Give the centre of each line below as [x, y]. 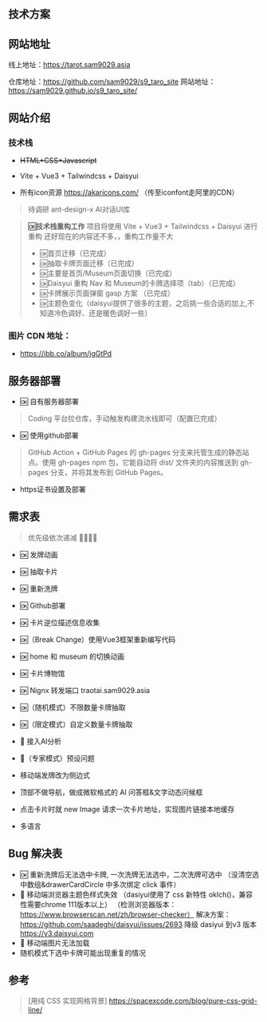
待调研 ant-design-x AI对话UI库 [79, 209]
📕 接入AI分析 [41, 741]
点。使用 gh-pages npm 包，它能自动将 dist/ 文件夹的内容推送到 [133, 462]
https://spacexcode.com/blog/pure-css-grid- [183, 1001]
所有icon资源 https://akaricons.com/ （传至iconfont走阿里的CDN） [129, 192]
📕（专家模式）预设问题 [57, 758]
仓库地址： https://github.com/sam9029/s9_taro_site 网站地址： [112, 81]
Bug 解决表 [35, 854]
